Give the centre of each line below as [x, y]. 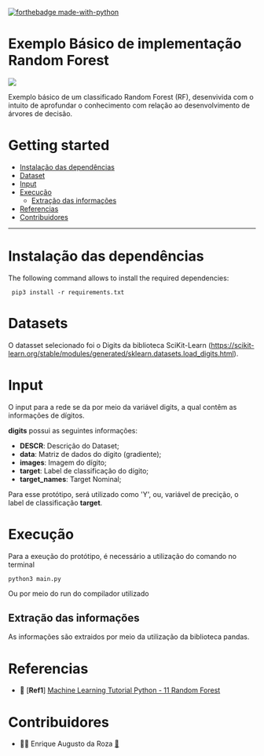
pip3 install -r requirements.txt [68, 292]
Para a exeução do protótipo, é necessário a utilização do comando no [123, 556]
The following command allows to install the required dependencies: [119, 278]
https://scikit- [233, 345]
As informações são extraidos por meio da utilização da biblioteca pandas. [129, 637]
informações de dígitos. [46, 415]
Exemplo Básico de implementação [125, 44]
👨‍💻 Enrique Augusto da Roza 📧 [69, 744]
